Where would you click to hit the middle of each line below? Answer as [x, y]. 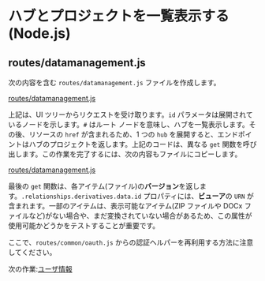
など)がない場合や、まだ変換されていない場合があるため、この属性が [140, 215]
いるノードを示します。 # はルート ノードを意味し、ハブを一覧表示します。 [129, 124]
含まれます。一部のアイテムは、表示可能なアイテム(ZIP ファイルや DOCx [125, 206]
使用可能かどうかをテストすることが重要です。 [84, 225]
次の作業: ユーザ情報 [40, 269]
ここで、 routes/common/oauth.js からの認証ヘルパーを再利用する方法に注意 [131, 242]
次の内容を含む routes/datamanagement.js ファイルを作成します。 [114, 82]
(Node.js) [39, 34]
